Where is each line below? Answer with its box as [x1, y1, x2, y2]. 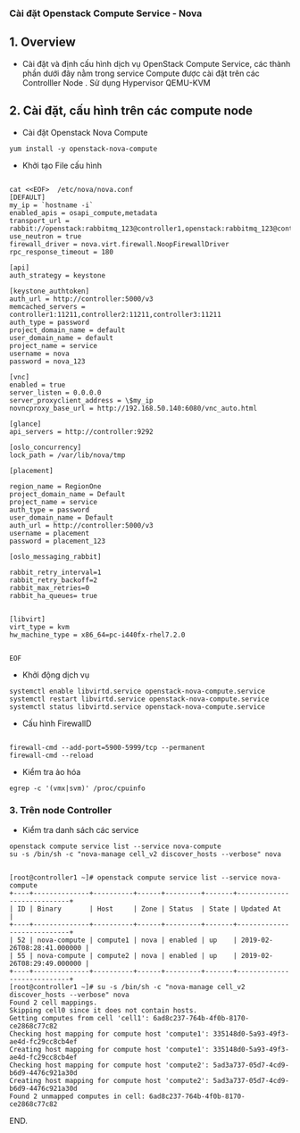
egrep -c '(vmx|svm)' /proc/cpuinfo [9, 784, 146, 793]
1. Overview [9, 35, 76, 50]
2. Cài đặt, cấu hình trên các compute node [9, 104, 253, 119]
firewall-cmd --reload [9, 751, 94, 760]
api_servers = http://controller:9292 [9, 427, 154, 436]
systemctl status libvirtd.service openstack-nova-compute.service [9, 702, 266, 712]
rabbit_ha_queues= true [9, 591, 98, 600]
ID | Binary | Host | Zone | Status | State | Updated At [17, 904, 281, 913]
